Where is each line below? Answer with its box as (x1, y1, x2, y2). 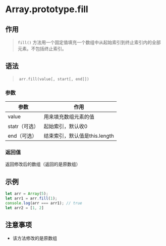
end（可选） (8, 133, 37, 140)
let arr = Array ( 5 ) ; (5, 191, 49, 196)
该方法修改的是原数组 (12, 235, 57, 241)
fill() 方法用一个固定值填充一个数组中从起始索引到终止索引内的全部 (17, 39, 161, 45)
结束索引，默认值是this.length (43, 133, 115, 140)
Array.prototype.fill (5, 4, 88, 15)
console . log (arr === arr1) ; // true (5, 200, 82, 206)
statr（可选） (8, 123, 39, 130)
